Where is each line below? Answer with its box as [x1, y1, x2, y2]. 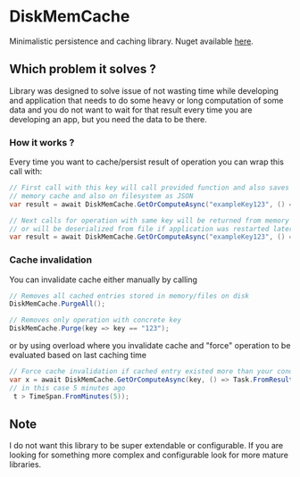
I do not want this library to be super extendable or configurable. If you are [9, 440, 284, 451]
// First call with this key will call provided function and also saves [9, 183, 290, 193]
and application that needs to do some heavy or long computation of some [9, 95, 284, 105]
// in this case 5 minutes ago [9, 383, 126, 392]
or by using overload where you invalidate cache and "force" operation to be [9, 340, 291, 351]
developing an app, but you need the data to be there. [9, 113, 208, 124]
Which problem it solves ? [9, 62, 156, 77]
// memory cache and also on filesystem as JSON [9, 191, 194, 200]
